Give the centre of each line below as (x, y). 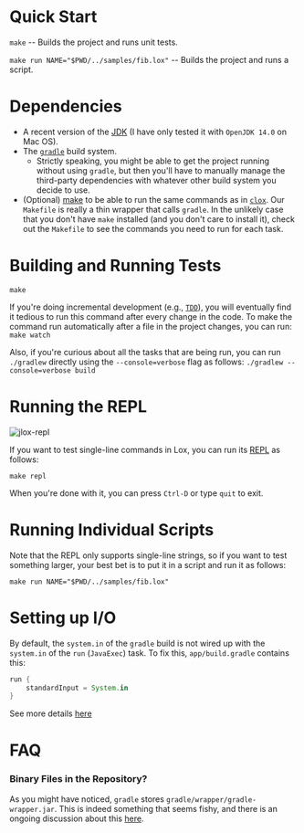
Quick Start (53, 17)
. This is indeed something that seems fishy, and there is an (166, 808)
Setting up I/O (63, 617)
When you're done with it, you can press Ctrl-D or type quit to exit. (136, 493)
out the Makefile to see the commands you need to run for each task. (153, 228)
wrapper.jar (32, 809)
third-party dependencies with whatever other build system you (156, 180)
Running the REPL (79, 406)
